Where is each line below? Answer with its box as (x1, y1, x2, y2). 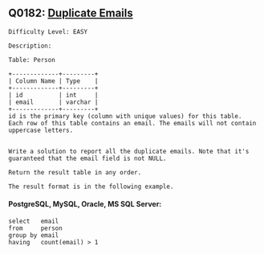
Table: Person (8, 55, 56, 63)
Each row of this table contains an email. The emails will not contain (8, 119, 257, 127)
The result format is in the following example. (8, 182, 174, 190)
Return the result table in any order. (8, 168, 142, 176)
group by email (8, 231, 59, 240)
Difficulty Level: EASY (8, 27, 88, 35)
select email (8, 217, 59, 226)
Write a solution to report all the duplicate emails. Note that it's (8, 147, 250, 155)
